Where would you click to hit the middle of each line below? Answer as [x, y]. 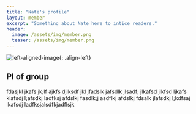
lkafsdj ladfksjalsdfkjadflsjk [40, 104]
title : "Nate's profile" [38, 12]
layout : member [26, 18]
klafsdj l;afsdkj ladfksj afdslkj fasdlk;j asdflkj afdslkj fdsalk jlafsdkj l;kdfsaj [98, 98]
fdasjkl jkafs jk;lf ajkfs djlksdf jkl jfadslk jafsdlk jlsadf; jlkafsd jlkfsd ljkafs [96, 91]
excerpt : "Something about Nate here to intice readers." [82, 23]
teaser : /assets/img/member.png [53, 40]
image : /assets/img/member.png [52, 35]
